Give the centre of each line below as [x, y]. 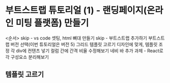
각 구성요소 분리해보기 [27, 57]
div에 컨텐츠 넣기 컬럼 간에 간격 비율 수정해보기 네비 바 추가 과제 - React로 [90, 51]
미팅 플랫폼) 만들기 [52, 23]
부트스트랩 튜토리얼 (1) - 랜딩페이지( [76, 10]
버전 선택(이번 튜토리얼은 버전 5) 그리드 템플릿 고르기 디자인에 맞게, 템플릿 [84, 44]
